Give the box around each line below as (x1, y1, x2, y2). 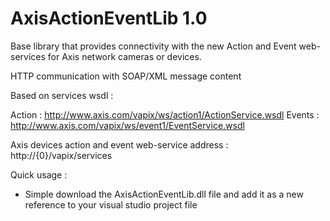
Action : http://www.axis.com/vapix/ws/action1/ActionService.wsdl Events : (10, 108, 320, 121)
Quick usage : (10, 168, 68, 181)
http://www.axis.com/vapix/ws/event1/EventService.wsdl (10, 119, 245, 131)
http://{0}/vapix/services (10, 149, 113, 161)
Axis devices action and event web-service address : (10, 138, 229, 151)
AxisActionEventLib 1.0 (10, 7, 208, 30)
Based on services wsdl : (10, 89, 114, 101)
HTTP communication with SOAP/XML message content (10, 70, 242, 82)
